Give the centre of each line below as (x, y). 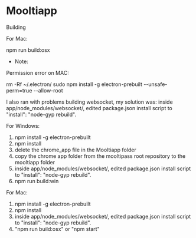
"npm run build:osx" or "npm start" (57, 229)
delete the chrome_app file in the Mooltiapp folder (76, 150)
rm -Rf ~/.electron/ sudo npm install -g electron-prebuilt (74, 84)
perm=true (19, 90)
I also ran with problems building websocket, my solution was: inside (89, 102)
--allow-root (48, 90)
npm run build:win (37, 181)
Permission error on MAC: (37, 72)
